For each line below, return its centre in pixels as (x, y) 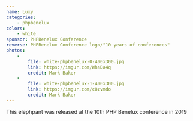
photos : (16, 51)
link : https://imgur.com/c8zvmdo (70, 89)
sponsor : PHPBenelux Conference (46, 39)
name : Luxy (20, 12)
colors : (16, 28)
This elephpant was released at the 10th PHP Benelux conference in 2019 (97, 111)
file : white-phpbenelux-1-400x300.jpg (76, 84)
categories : (21, 17)
